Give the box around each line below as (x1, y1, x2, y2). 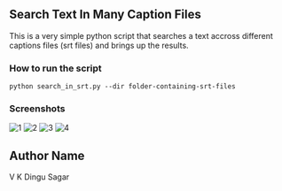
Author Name (9, 148, 85, 163)
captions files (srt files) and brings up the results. (9, 40, 189, 50)
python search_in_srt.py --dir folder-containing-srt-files (9, 82, 237, 91)
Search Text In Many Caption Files (9, 7, 201, 22)
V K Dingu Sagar (9, 172, 70, 182)
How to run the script (9, 62, 102, 74)
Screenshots (9, 103, 66, 115)
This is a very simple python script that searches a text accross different (9, 30, 273, 41)
